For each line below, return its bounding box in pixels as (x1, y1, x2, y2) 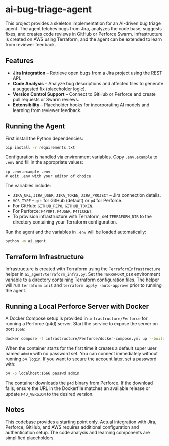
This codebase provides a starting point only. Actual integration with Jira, (5, 419, 157, 425)
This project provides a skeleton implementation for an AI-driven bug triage (5, 20, 161, 26)
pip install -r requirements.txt (5, 145, 75, 150)
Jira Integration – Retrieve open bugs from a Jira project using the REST (12, 70, 162, 76)
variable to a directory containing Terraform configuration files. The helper (5, 276, 159, 283)
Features (5, 57, 34, 65)
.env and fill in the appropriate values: (5, 159, 84, 165)
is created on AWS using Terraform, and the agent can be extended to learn (5, 36, 162, 42)
